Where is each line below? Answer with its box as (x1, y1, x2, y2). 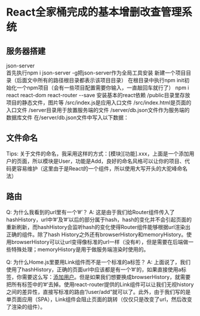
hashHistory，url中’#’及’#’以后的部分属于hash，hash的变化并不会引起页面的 (6, 216, 192, 223)
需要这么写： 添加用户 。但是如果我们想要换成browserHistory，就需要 (21, 273, 191, 280)
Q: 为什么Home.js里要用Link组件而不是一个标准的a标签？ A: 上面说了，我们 (6, 258, 191, 265)
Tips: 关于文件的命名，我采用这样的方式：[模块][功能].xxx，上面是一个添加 (6, 150, 189, 157)
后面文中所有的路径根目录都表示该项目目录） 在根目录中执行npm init (16, 77, 184, 83)
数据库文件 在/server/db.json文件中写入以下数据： (6, 114, 130, 121)
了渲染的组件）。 (6, 303, 46, 310)
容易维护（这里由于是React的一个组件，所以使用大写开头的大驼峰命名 (16, 165, 188, 172)
